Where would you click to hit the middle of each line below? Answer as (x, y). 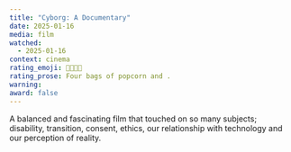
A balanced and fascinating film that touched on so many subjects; (133, 119)
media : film (32, 34)
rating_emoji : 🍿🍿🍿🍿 (46, 68)
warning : (26, 85)
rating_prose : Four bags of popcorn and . (90, 76)
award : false (34, 93)
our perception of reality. (55, 138)
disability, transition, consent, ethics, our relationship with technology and (146, 128)
